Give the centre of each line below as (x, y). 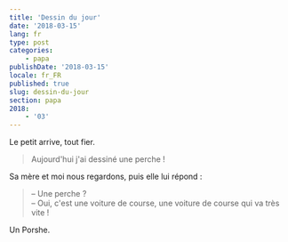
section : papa (36, 100)
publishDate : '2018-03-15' (59, 68)
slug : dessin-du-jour (49, 92)
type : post (29, 42)
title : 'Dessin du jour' (55, 17)
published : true (39, 84)
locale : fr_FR (36, 76)
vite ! (40, 213)
